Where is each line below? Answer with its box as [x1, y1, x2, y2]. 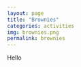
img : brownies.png [7, 28, 59, 36]
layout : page [7, 9, 44, 17]
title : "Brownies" [7, 16, 59, 23]
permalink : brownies [7, 35, 66, 42]
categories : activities [7, 22, 75, 29]
